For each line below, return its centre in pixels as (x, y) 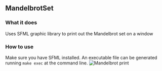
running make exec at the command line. (47, 63)
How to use (19, 46)
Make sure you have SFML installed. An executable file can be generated (81, 57)
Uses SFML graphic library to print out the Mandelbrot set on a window (79, 33)
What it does (21, 23)
